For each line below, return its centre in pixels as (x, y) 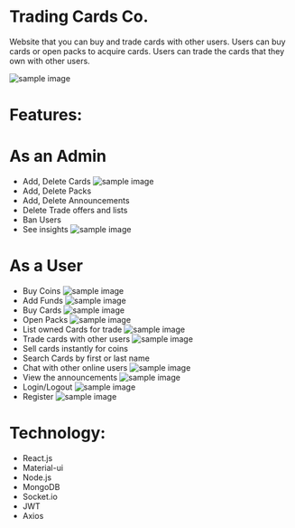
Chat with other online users (75, 368)
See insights (46, 230)
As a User (46, 266)
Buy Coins (41, 291)
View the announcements (70, 377)
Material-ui (43, 467)
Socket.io (40, 496)
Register (38, 396)
